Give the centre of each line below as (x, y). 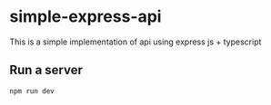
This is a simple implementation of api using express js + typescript (135, 42)
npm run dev (32, 91)
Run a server (46, 70)
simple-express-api (85, 17)
